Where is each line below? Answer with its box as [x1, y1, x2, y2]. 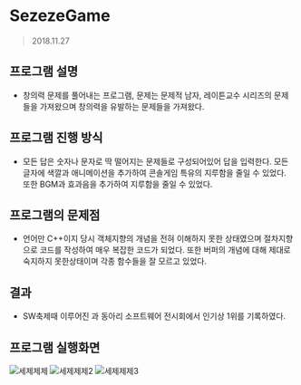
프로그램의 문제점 [9, 207, 101, 223]
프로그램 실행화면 [9, 340, 101, 355]
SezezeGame [9, 5, 111, 26]
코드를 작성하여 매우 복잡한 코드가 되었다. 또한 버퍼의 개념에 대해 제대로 [39, 245, 292, 255]
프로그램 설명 [9, 64, 79, 80]
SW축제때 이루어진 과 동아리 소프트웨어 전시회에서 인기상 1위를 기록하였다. [22, 311, 286, 322]
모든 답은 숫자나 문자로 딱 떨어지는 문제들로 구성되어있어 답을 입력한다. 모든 [22, 156, 289, 167]
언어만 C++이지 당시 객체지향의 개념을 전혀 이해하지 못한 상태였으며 [22, 233, 262, 245]
